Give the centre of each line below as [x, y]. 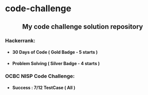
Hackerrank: [20, 41]
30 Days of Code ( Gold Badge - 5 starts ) [55, 52]
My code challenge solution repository [83, 27]
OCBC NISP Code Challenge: [40, 76]
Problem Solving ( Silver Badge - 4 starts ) [56, 63]
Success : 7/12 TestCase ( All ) [44, 88]
